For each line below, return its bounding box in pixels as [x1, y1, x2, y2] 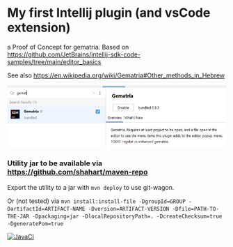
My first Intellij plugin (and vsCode [7, 5, 211, 21]
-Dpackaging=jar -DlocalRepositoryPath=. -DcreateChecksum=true [32, 213, 223, 220]
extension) [7, 20, 71, 36]
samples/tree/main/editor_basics [7, 57, 102, 66]
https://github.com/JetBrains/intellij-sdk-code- [7, 50, 141, 59]
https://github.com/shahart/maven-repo [7, 167, 148, 177]
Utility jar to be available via [7, 158, 103, 168]
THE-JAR [7, 213, 30, 220]
